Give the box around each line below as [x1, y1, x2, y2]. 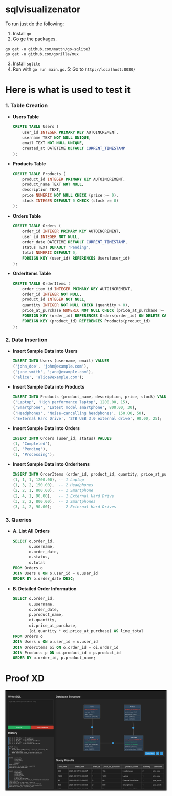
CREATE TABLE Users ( [12, 124, 59, 130]
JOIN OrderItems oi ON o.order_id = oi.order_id [12, 644, 119, 650]
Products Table [12, 160, 46, 167]
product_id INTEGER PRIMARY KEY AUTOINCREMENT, [22, 177, 125, 182]
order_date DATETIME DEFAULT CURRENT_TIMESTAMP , [22, 240, 128, 245]
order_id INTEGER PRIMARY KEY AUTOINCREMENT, [22, 229, 121, 234]
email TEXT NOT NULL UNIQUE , [22, 141, 84, 146]
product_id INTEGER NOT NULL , [22, 297, 87, 303]
